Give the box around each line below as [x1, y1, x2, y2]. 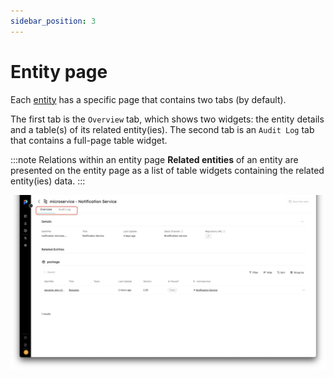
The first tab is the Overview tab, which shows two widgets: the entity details [10, 113, 325, 125]
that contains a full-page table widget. [10, 134, 168, 146]
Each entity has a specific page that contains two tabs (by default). [10, 93, 287, 105]
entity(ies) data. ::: [10, 175, 86, 187]
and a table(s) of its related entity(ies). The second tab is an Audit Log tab [10, 123, 315, 135]
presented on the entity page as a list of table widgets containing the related [10, 164, 325, 176]
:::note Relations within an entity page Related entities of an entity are [10, 153, 299, 165]
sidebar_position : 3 [10, 16, 97, 26]
